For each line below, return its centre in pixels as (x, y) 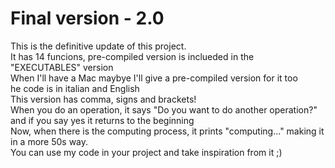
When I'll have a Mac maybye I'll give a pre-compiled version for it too (154, 78)
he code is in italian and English (75, 88)
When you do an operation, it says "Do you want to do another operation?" (164, 109)
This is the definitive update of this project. (98, 46)
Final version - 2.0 (87, 18)
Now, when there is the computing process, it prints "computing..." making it (167, 131)
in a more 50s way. (49, 141)
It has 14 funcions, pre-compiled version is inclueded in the (132, 56)
